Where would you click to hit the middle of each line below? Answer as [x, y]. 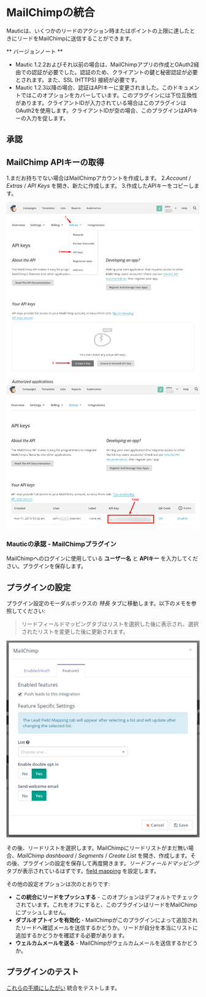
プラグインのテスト [43, 972]
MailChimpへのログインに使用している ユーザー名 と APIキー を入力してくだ [102, 558]
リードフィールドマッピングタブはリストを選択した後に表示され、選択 [110, 624]
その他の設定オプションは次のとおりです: [58, 884]
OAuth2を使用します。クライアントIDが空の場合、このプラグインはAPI [104, 110]
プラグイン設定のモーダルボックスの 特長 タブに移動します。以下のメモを [99, 603]
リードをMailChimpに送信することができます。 [76, 38]
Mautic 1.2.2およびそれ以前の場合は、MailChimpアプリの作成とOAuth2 [105, 64]
